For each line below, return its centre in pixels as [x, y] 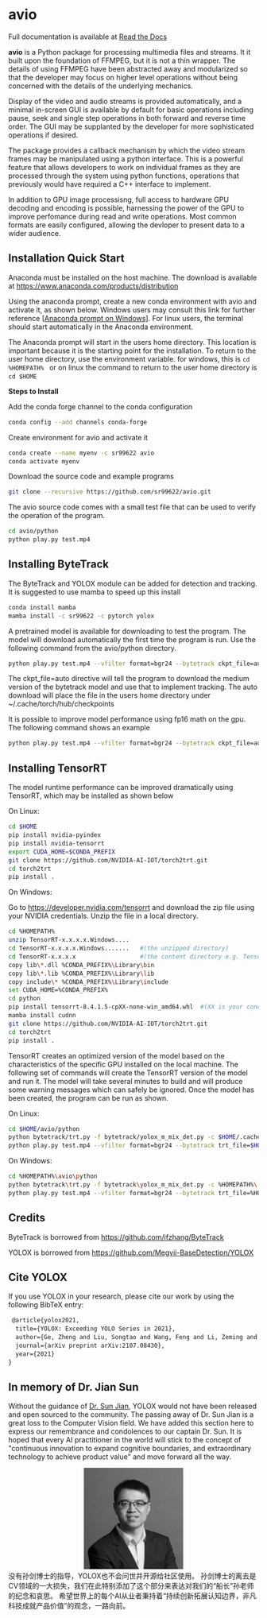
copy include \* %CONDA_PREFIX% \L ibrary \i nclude [89, 982]
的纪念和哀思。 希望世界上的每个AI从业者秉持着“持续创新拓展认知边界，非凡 [132, 1596]
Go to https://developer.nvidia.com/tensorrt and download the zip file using [132, 908]
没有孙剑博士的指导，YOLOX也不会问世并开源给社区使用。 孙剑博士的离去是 [132, 1576]
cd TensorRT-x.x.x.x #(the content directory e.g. [124, 956]
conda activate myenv [44, 461]
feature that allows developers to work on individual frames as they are [124, 167]
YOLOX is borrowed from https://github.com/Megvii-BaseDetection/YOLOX [131, 1252]
